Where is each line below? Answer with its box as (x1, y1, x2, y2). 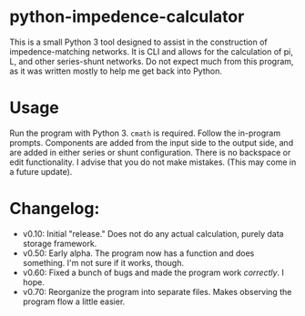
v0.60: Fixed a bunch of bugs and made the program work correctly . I (22, 267, 285, 278)
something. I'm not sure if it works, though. (22, 257, 185, 268)
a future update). (9, 166, 73, 177)
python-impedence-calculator (9, 6, 245, 27)
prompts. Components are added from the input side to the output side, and (9, 137, 294, 148)
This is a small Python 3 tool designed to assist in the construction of (9, 36, 269, 47)
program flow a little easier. (22, 296, 126, 307)
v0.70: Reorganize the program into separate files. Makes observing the (22, 286, 292, 297)
